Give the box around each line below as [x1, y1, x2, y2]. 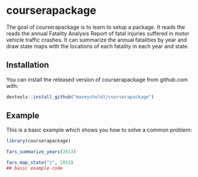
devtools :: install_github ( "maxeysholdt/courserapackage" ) [6, 94, 154, 100]
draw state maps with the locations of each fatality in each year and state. [6, 43, 189, 50]
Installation [6, 60, 49, 70]
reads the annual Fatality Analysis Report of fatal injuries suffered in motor [6, 29, 190, 37]
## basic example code [6, 166, 63, 172]
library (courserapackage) [6, 138, 71, 144]
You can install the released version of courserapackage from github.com [6, 76, 188, 83]
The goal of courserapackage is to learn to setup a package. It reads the [6, 23, 185, 31]
